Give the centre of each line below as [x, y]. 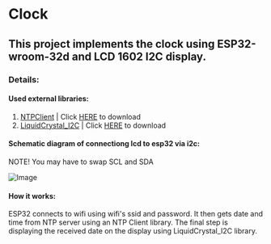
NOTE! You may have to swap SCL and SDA [81, 162]
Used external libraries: [49, 99]
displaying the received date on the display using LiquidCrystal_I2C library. [133, 231]
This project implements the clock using [112, 44]
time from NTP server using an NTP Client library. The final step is [118, 222]
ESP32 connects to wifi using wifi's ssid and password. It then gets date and [136, 214]
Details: [24, 79]
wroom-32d [39, 56]
